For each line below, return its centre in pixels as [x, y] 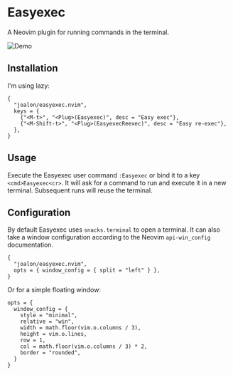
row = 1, [33, 340]
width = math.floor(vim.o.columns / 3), [81, 328]
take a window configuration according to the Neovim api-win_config [109, 237]
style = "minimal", [49, 315]
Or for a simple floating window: [54, 290]
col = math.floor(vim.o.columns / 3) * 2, [84, 346]
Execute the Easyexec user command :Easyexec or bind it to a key [104, 175]
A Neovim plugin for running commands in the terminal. [88, 32]
